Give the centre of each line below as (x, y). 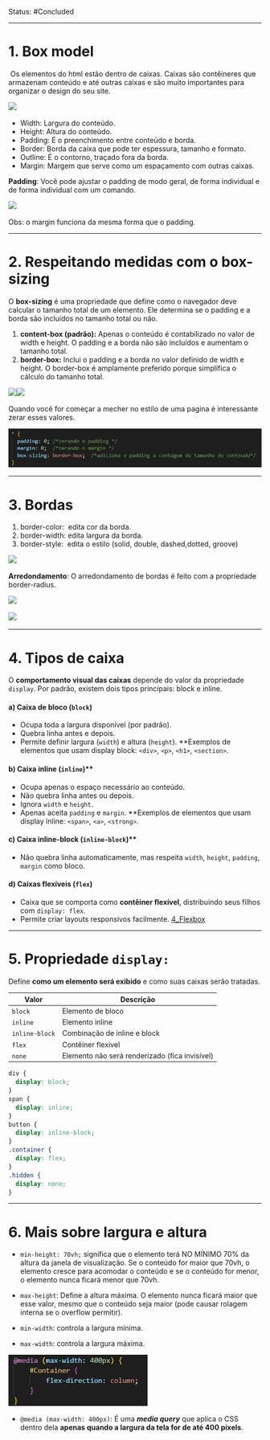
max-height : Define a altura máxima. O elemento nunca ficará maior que (139, 1295)
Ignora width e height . (57, 804)
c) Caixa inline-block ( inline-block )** (73, 840)
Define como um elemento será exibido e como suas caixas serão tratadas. (135, 982)
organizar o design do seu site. (59, 91)
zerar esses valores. (42, 417)
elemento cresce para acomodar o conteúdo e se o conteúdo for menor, (139, 1271)
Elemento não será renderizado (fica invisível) (138, 1055)
